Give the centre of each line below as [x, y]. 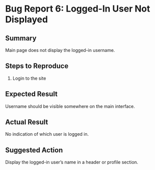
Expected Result [31, 94]
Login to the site [29, 78]
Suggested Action [34, 150]
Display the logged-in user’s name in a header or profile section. [72, 162]
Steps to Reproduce [37, 66]
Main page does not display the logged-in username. [60, 50]
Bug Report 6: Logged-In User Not [78, 9]
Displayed [27, 19]
